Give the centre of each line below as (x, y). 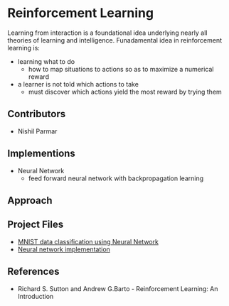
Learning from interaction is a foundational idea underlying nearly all (107, 33)
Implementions (42, 154)
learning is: (24, 48)
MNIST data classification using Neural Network (88, 241)
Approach (30, 200)
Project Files (36, 225)
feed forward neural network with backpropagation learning (116, 178)
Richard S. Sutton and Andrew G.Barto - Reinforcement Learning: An (118, 288)
